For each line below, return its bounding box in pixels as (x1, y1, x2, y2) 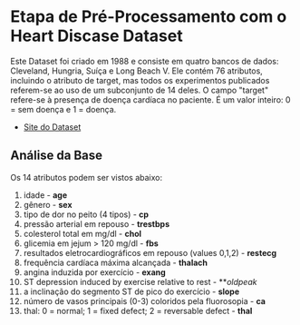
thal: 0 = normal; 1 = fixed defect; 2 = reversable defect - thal (23, 305, 253, 316)
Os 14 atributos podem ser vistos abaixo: (10, 172, 163, 182)
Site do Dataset (23, 121, 82, 133)
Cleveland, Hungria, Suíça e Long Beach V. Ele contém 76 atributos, (10, 65, 264, 76)
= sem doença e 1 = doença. (10, 103, 117, 114)
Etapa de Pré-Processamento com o (10, 6, 287, 27)
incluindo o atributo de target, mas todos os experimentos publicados (10, 74, 270, 85)
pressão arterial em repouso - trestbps (23, 218, 170, 229)
